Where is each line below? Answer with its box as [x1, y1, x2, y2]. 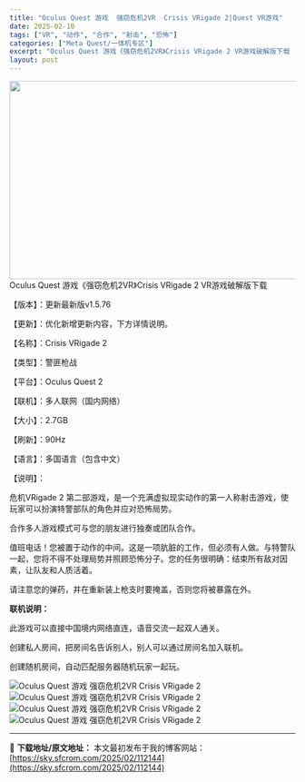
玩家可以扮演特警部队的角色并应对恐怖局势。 [9, 503, 177, 514]
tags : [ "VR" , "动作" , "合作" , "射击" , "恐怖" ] [9, 30, 178, 39]
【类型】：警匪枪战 [9, 357, 77, 368]
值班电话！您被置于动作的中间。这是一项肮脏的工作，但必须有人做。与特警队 [9, 542, 296, 552]
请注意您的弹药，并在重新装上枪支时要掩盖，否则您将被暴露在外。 [9, 584, 256, 595]
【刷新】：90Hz [9, 434, 66, 445]
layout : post [9, 55, 59, 64]
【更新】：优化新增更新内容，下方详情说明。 [9, 319, 172, 329]
